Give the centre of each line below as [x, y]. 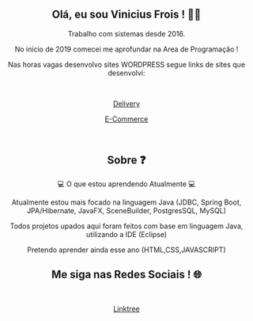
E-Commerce [126, 119]
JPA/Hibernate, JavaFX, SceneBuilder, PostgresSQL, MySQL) [126, 210]
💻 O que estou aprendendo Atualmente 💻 [126, 184]
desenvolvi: [126, 73]
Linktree [126, 309]
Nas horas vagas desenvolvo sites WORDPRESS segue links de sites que [126, 64]
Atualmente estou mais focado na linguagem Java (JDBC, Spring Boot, [126, 202]
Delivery [126, 103]
